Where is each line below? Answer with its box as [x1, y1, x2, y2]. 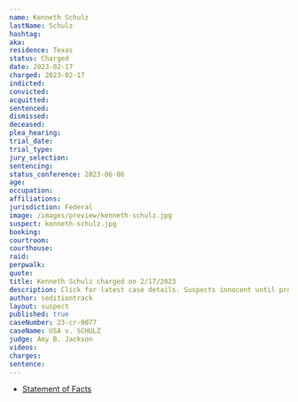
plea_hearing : [9, 129, 62, 138]
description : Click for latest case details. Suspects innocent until [9, 285, 276, 294]
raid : [9, 252, 29, 262]
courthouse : [9, 244, 53, 253]
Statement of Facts [21, 383, 92, 395]
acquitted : [9, 95, 50, 105]
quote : [9, 269, 34, 278]
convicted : [9, 87, 50, 96]
